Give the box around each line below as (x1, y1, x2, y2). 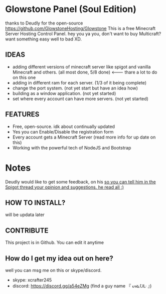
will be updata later (5, 211, 45, 218)
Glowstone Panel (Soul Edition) (5, 3, 137, 15)
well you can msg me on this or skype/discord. (5, 267, 102, 273)
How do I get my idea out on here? (5, 254, 114, 262)
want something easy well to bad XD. (5, 36, 82, 42)
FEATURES (5, 110, 40, 118)
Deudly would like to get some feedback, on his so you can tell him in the (5, 178, 156, 184)
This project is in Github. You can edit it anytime (5, 239, 104, 245)
